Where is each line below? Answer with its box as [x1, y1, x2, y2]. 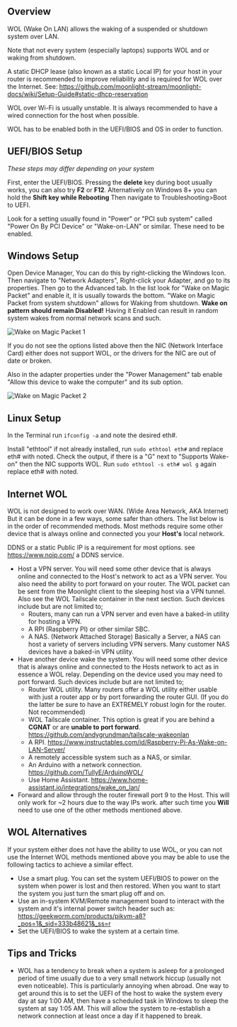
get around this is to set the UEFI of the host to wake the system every [17, 989, 223, 997]
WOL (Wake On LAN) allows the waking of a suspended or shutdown [7, 24, 208, 33]
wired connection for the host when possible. [7, 111, 139, 119]
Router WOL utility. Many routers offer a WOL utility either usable [28, 685, 218, 694]
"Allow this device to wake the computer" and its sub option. [7, 378, 183, 386]
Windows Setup [7, 250, 79, 262]
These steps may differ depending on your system [7, 164, 154, 172]
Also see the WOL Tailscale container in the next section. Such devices [17, 595, 225, 603]
